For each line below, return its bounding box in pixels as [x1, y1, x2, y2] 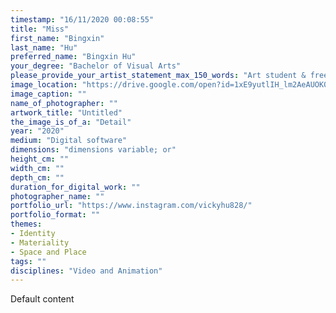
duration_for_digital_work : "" [10, 182, 141, 192]
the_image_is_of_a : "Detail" [10, 117, 132, 127]
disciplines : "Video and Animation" [10, 266, 163, 276]
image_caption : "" [10, 89, 87, 99]
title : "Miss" [10, 24, 70, 34]
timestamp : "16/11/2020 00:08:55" [10, 14, 155, 25]
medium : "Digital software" [10, 136, 128, 146]
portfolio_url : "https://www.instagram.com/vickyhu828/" [10, 201, 253, 211]
